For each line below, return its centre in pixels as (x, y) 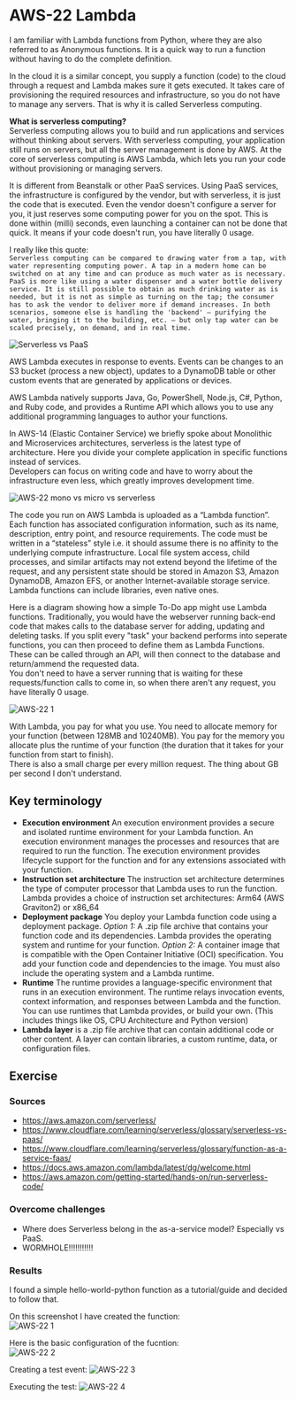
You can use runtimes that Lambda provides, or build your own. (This (148, 1010)
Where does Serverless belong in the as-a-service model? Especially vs (153, 1228)
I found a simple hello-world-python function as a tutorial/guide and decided (148, 1290)
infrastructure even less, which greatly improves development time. (132, 480)
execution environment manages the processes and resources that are (151, 841)
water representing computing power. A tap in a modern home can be (138, 266)
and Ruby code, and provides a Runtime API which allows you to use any (141, 406)
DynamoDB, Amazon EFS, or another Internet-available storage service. (140, 580)
